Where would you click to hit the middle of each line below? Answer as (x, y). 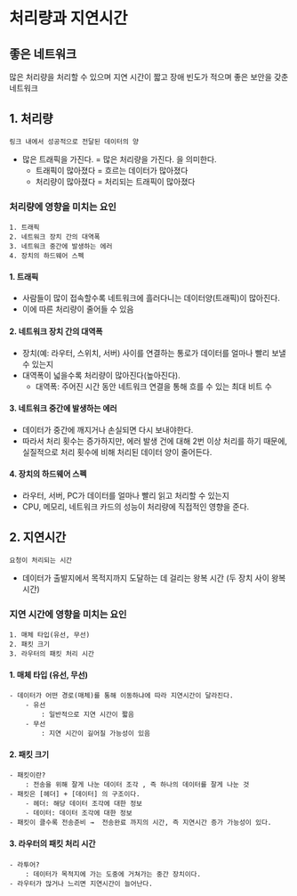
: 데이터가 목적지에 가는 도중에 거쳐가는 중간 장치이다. (113, 874)
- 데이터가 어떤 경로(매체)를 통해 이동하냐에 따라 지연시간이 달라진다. (121, 696)
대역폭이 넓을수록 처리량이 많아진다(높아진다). (101, 375)
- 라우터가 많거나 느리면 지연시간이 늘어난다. (81, 884)
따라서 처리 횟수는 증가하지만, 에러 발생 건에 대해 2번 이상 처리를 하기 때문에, (154, 441)
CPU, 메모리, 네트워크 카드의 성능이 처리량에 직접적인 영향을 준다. (136, 506)
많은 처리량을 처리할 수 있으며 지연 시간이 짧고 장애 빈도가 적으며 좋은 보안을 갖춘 (149, 77)
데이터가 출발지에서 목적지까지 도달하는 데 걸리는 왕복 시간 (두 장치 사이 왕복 (154, 578)
